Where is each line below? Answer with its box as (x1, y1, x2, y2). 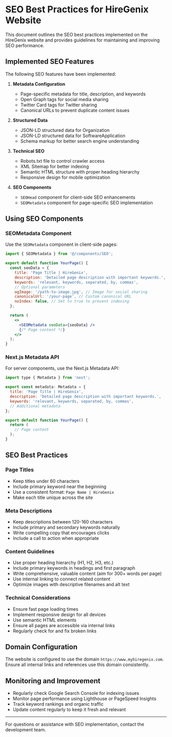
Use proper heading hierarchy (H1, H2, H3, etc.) (12, 559, 114, 566)
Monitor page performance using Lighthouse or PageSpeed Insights (12, 695, 157, 702)
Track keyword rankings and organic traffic (12, 701, 104, 707)
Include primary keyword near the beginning (12, 483, 106, 490)
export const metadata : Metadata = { (5, 384, 86, 390)
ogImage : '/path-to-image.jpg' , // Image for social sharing (14, 289, 147, 295)
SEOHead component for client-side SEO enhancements (20, 194, 136, 200)
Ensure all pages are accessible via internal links (12, 622, 115, 628)
